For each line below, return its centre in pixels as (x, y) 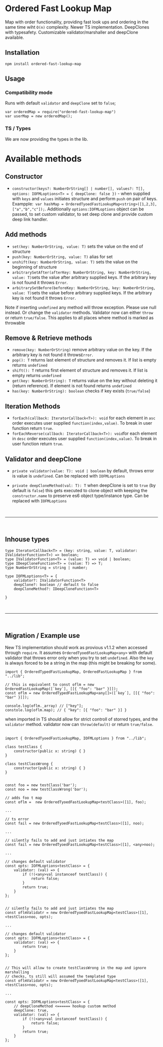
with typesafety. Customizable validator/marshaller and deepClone (72, 32)
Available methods (43, 159)
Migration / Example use (42, 636)
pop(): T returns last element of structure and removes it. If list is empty (84, 360)
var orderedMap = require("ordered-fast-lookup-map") (61, 112)
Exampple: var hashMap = (38, 204)
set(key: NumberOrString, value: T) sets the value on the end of (77, 246)
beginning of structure (34, 267)
